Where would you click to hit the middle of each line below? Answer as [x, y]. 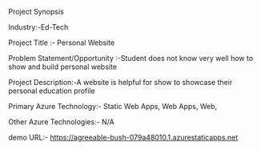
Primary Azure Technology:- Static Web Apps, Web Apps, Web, [113, 106]
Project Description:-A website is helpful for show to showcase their [120, 82]
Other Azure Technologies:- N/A [61, 122]
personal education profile [52, 91]
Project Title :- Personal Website [62, 43]
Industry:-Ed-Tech [38, 27]
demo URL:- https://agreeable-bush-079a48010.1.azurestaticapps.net [123, 137]
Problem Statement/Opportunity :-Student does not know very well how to [131, 58]
